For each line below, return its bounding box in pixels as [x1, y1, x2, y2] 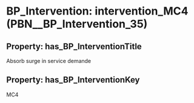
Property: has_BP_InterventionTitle [6, 41, 142, 51]
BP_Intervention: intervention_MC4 [6, 4, 189, 18]
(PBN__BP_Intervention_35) [6, 17, 148, 31]
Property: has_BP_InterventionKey [6, 75, 140, 85]
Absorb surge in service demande [6, 58, 92, 64]
